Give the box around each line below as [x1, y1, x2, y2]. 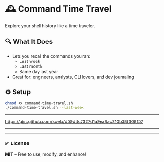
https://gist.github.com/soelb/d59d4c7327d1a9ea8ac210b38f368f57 [5, 119, 143, 124]
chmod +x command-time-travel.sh [5, 101, 73, 106]
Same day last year [19, 68, 59, 74]
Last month [19, 63, 42, 69]
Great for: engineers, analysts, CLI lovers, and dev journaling [12, 74, 134, 80]
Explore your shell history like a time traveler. [5, 22, 95, 29]
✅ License [5, 140, 30, 147]
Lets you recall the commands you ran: [12, 53, 91, 59]
